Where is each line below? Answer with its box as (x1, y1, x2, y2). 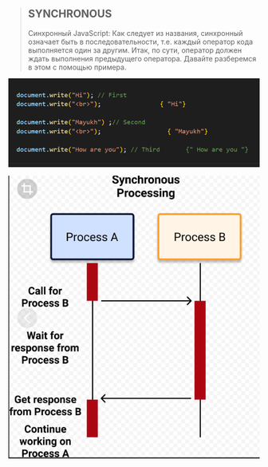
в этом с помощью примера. (27, 62, 127, 72)
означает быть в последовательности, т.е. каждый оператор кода (27, 37, 254, 46)
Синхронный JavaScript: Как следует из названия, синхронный (27, 28, 243, 38)
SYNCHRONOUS (27, 7, 112, 21)
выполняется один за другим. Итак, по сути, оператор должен (27, 45, 242, 55)
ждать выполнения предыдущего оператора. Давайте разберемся (27, 53, 257, 63)
